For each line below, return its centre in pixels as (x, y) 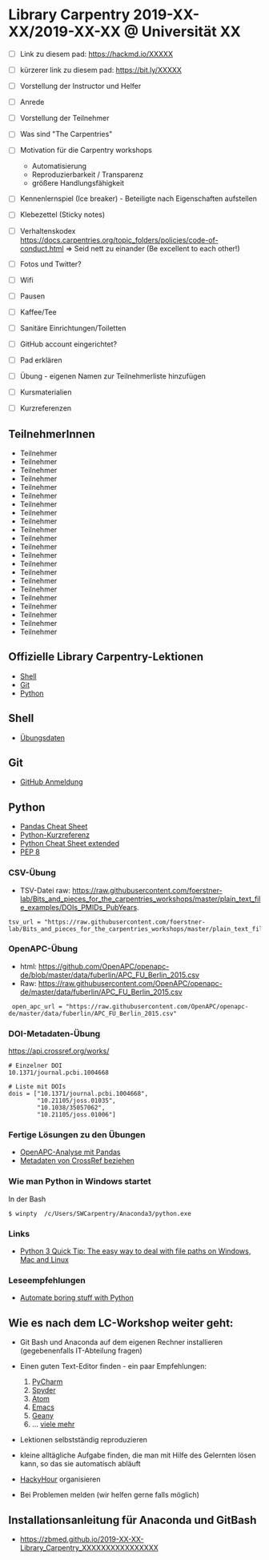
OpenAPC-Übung (43, 948)
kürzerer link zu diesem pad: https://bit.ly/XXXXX (101, 70)
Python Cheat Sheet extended (70, 844)
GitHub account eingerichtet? (68, 344)
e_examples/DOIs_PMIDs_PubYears (78, 907)
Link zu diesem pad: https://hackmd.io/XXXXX (96, 54)
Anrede (32, 102)
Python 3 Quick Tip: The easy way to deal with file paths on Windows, (135, 1251)
